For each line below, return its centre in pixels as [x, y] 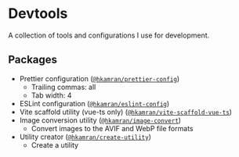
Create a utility [55, 145]
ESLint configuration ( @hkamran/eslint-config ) [94, 103]
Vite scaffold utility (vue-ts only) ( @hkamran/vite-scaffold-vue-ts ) [126, 112]
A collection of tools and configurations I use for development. [109, 35]
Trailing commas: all [63, 87]
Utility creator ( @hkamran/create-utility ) [85, 137]
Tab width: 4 [51, 95]
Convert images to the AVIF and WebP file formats [112, 128]
